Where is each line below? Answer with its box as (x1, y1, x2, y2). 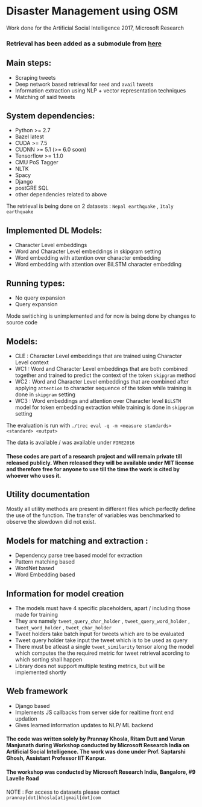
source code (6, 319, 38, 326)
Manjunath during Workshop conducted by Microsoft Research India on (6, 742, 190, 749)
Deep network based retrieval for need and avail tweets (14, 80, 154, 88)
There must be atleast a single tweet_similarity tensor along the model (14, 643, 194, 650)
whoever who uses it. (6, 472, 62, 479)
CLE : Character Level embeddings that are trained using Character (14, 352, 182, 359)
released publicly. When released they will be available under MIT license (6, 459, 194, 466)
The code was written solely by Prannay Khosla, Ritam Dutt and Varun (6, 735, 185, 742)
